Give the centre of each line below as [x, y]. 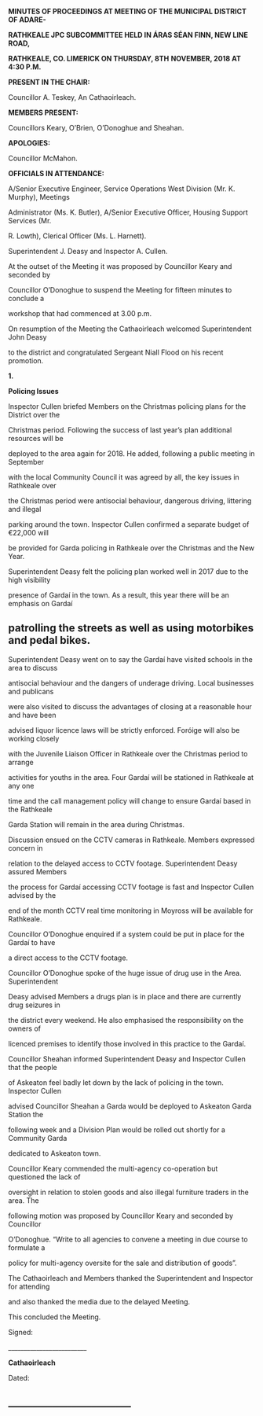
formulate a [27, 1247]
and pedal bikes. [49, 640]
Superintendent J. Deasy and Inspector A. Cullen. [88, 251]
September [26, 462]
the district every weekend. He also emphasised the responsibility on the [126, 1020]
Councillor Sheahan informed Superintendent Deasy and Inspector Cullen [127, 1059]
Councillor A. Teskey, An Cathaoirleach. [72, 97]
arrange [21, 762]
